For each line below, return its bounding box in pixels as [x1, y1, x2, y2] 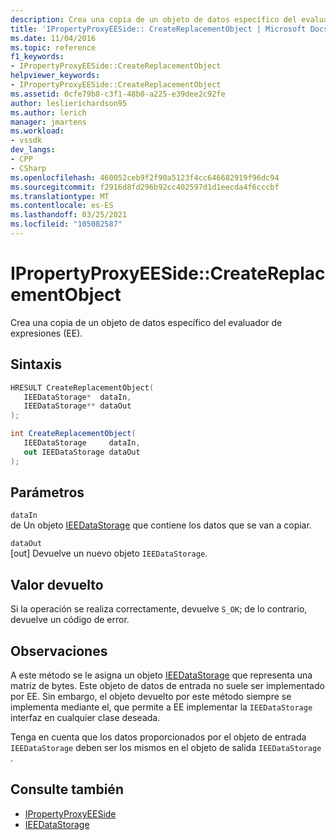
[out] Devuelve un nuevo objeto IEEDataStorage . [10, 547, 208, 560]
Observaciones [10, 642, 108, 660]
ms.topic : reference [10, 42, 97, 53]
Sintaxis [10, 356, 63, 373]
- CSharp [10, 163, 47, 173]
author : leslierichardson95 [10, 98, 128, 108]
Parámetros [10, 484, 85, 501]
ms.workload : [10, 126, 65, 136]
